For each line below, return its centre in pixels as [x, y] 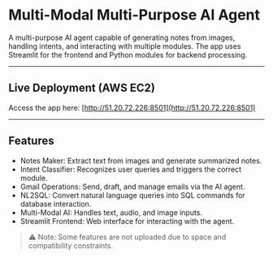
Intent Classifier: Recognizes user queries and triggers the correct [131, 169]
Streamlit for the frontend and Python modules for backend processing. [128, 55]
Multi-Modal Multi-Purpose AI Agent [134, 15]
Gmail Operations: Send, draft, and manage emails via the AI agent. [132, 186]
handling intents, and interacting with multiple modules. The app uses [125, 46]
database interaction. [56, 203]
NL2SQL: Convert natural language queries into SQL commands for [132, 195]
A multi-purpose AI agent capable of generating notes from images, [122, 37]
